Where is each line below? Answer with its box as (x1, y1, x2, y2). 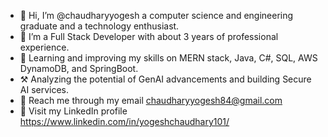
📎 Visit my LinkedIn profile (19, 105, 128, 117)
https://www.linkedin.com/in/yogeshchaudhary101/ (19, 116, 230, 127)
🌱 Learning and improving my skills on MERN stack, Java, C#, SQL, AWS (19, 52, 318, 64)
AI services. (19, 84, 70, 95)
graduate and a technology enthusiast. (19, 20, 180, 32)
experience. (19, 41, 70, 53)
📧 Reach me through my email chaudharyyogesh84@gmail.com (19, 95, 283, 106)
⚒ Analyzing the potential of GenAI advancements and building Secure (19, 73, 312, 85)
